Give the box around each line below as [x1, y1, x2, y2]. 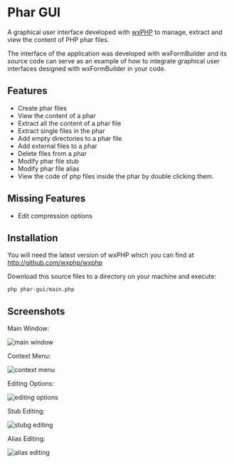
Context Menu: [7, 352, 51, 360]
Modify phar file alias [17, 164, 80, 173]
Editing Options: [7, 379, 55, 388]
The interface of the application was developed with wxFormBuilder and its [7, 49, 228, 58]
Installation [7, 232, 58, 244]
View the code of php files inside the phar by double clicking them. [17, 172, 214, 180]
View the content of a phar [17, 111, 96, 120]
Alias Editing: [7, 435, 46, 443]
